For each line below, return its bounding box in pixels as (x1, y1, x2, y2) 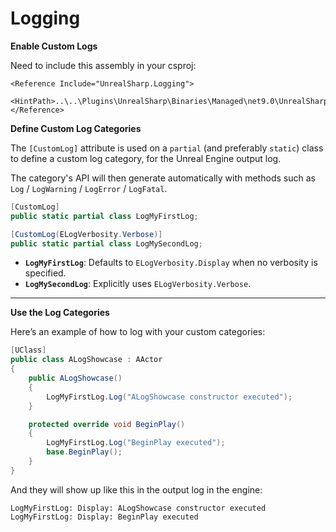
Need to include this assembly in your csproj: (10, 59, 197, 71)
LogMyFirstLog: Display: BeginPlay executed (10, 512, 199, 522)
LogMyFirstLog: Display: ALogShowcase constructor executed (10, 503, 267, 513)
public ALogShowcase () (28, 373, 123, 384)
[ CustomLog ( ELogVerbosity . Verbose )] (10, 229, 163, 239)
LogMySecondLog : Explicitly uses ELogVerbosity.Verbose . (24, 278, 252, 290)
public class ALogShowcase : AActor (10, 355, 163, 365)
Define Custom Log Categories (10, 122, 142, 134)
